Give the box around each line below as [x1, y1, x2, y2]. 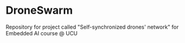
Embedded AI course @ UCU [5, 29, 78, 36]
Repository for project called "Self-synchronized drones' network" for [5, 23, 179, 30]
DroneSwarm [5, 4, 73, 17]
